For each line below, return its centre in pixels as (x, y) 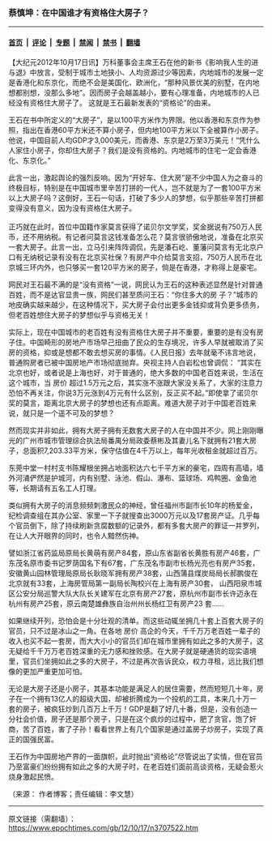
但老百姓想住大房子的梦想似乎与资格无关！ (79, 314)
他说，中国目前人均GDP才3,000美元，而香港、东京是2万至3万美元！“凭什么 (134, 140)
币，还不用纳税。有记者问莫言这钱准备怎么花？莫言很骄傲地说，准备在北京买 (136, 237)
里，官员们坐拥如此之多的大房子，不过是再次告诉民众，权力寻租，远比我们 (132, 661)
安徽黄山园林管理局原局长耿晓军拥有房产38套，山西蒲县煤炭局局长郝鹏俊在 (134, 573)
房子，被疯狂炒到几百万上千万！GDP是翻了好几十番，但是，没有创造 (136, 709)
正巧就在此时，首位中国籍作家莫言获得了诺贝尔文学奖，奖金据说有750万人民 (135, 226)
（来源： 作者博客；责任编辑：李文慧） (73, 794)
